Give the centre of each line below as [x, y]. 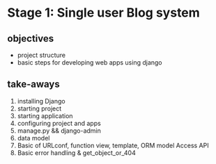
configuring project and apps [59, 123]
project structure [41, 55]
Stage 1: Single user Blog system [103, 13]
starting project [39, 108]
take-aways [34, 84]
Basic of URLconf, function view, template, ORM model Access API [113, 145]
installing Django [41, 101]
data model [33, 138]
